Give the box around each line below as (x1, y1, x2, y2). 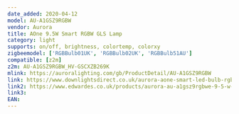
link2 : (7, 83, 27, 90)
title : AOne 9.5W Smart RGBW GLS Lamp (7, 30, 122, 38)
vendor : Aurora (7, 23, 53, 30)
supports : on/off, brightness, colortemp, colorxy (7, 43, 161, 50)
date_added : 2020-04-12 (7, 10, 78, 18)
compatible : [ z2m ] (7, 57, 62, 64)
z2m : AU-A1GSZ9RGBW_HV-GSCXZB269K (7, 63, 110, 70)
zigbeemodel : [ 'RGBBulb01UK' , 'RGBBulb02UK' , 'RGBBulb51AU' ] (7, 50, 193, 57)
